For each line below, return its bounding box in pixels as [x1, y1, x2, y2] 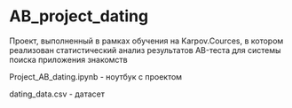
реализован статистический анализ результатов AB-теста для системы [9, 44, 281, 55]
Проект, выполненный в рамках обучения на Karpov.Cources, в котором [9, 35, 284, 46]
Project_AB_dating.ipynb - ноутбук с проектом [9, 71, 183, 81]
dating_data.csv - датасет [9, 89, 105, 99]
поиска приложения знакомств [9, 54, 129, 65]
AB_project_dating [9, 6, 149, 27]
